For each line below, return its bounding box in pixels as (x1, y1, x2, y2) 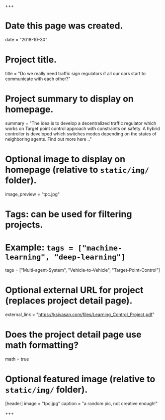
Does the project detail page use (5, 329, 142, 340)
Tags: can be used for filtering (5, 209, 132, 219)
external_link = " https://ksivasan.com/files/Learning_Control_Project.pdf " (5, 312, 155, 317)
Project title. (5, 54, 57, 65)
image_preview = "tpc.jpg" (5, 191, 60, 197)
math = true (5, 356, 29, 362)
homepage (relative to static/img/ (5, 164, 150, 175)
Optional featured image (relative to (5, 373, 156, 385)
